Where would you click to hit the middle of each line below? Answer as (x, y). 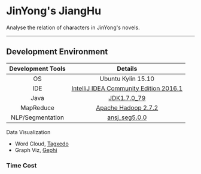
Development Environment (57, 52)
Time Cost (22, 165)
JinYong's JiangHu (54, 11)
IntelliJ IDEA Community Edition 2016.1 (127, 88)
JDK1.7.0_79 (127, 98)
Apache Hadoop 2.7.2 (127, 107)
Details (127, 69)
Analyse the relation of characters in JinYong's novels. (73, 27)
